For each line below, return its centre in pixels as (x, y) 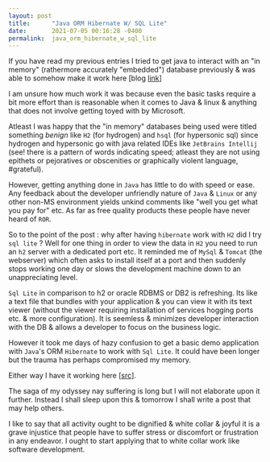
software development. (47, 450)
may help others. (36, 408)
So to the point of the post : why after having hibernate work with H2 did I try (135, 235)
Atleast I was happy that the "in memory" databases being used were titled (133, 126)
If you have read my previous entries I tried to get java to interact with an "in (134, 61)
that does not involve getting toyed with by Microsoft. (97, 111)
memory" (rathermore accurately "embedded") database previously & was (132, 70)
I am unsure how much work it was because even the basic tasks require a (132, 94)
